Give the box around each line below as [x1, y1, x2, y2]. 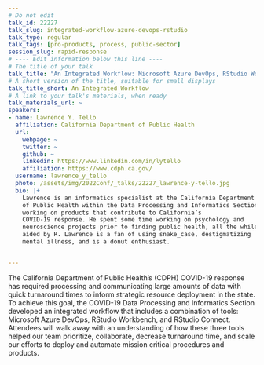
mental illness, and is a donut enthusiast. [22, 238, 170, 246]
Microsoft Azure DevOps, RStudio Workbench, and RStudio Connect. [8, 315, 231, 324]
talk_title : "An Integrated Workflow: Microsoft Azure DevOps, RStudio [8, 70, 247, 78]
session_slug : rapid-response [8, 48, 108, 56]
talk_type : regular [8, 33, 72, 42]
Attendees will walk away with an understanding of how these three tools [8, 323, 245, 332]
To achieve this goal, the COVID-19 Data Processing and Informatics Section [8, 297, 255, 307]
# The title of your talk [8, 63, 93, 71]
